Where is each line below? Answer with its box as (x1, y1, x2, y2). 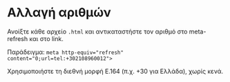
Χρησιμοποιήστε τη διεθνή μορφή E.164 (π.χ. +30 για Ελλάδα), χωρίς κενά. (7, 67, 224, 75)
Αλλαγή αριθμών (7, 5, 112, 20)
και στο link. (29, 34, 64, 42)
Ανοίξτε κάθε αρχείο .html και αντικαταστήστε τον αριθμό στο (7, 27, 188, 36)
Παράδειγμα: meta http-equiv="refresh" (7, 48, 124, 56)
